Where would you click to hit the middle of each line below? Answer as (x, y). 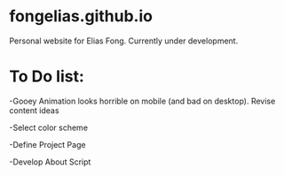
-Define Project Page (47, 144)
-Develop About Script (50, 162)
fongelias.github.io (81, 16)
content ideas (34, 110)
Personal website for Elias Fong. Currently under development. (124, 41)
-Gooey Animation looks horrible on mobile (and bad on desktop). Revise (142, 101)
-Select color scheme (49, 127)
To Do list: (47, 77)
